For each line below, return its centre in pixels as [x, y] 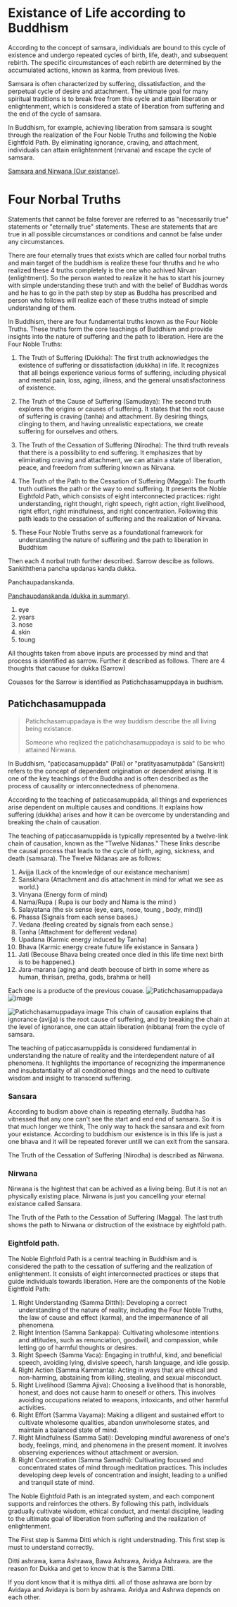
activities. [32, 1407]
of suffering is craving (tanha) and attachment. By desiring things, [114, 416]
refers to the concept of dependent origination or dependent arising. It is [113, 771]
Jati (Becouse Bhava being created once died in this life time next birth [121, 954]
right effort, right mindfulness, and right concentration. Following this [118, 511]
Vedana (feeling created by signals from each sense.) [96, 924]
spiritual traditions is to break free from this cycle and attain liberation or [113, 98]
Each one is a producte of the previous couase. [76, 990]
